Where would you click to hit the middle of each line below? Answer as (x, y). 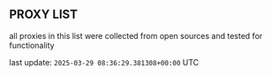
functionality (32, 45)
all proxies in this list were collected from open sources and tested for (136, 35)
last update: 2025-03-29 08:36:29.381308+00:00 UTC (104, 62)
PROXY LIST (43, 15)
